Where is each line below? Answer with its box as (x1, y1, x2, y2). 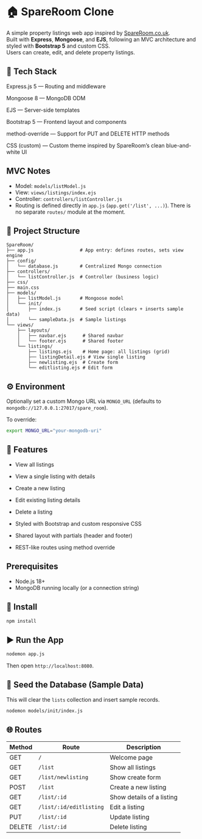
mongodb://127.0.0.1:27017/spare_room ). (6, 404, 108, 412)
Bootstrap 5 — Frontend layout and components (6, 118, 127, 125)
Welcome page (110, 753, 153, 761)
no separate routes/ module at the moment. (15, 208, 126, 216)
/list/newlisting (38, 774, 89, 780)
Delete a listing (15, 508, 53, 515)
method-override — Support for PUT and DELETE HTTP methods (6, 129, 170, 137)
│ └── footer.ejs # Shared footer (17, 338, 124, 344)
